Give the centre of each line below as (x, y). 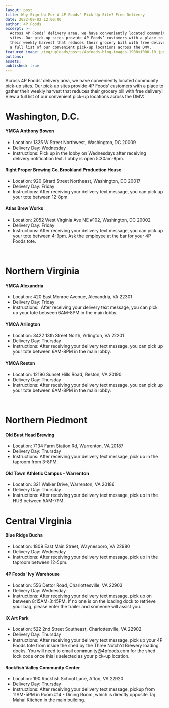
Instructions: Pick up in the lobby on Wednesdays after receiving (79, 153)
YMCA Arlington (23, 324)
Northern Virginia (43, 271)
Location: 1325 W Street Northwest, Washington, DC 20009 (74, 142)
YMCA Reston (20, 363)
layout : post (19, 10)
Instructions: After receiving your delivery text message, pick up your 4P (88, 640)
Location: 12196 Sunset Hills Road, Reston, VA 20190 (67, 374)
